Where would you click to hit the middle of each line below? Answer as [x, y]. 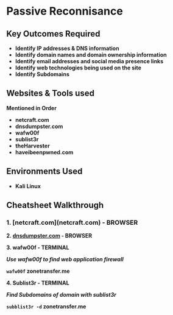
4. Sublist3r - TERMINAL [38, 283]
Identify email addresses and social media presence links [89, 61]
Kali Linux [28, 186]
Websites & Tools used [50, 94]
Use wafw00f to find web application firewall [65, 260]
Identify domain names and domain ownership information [91, 55]
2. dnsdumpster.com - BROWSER [49, 236]
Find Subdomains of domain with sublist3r [62, 295]
